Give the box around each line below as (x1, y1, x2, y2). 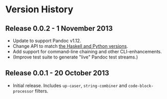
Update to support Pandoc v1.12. (12, 37, 81, 44)
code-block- (128, 83, 154, 88)
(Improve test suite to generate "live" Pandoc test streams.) (12, 54, 138, 60)
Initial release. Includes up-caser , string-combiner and (12, 82, 127, 88)
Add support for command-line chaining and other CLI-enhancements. (12, 49, 162, 54)
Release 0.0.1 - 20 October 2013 (5, 69, 109, 77)
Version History (5, 4, 73, 15)
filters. (35, 88, 49, 94)
